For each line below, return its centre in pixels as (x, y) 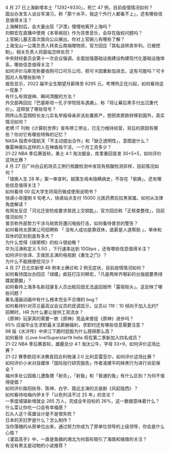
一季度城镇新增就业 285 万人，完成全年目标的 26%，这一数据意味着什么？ (83, 401)
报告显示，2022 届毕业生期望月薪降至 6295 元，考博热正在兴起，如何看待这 (84, 84)
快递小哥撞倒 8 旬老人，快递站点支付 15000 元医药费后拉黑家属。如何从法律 (84, 198)
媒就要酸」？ (18, 280)
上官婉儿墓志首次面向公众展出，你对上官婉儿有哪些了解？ (65, 39)
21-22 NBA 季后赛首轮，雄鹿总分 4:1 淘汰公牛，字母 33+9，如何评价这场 (81, 344)
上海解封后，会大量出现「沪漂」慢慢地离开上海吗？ (58, 26)
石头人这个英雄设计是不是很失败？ (41, 414)
